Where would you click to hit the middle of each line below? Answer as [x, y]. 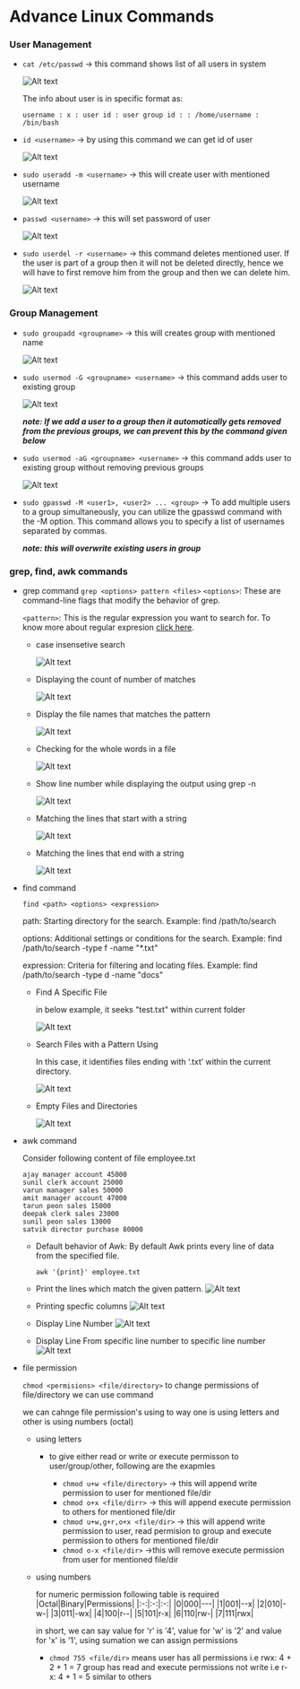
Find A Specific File [71, 992]
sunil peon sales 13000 [67, 1222]
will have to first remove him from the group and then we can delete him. [156, 273]
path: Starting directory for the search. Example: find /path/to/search [149, 921]
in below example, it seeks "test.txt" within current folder [141, 1010]
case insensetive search [80, 645]
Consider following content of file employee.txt [109, 1158]
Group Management [54, 313]
